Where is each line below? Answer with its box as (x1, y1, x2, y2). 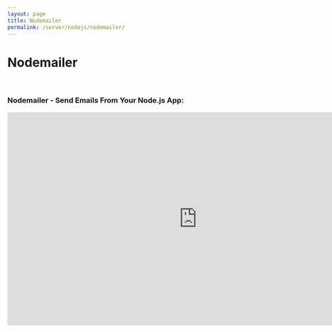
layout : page (7, 10, 46, 18)
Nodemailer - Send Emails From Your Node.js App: (7, 95, 184, 105)
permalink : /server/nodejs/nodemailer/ (7, 23, 126, 31)
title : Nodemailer (7, 17, 62, 24)
